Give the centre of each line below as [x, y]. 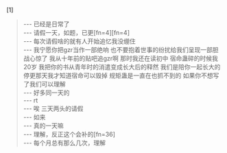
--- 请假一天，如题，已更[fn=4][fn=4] [76, 33]
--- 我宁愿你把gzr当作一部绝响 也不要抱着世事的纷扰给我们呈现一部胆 [121, 50]
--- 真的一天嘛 [44, 126]
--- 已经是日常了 [46, 24]
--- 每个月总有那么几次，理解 [64, 143]
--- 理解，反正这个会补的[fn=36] [69, 134]
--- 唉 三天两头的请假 [53, 108]
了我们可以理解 [44, 84]
